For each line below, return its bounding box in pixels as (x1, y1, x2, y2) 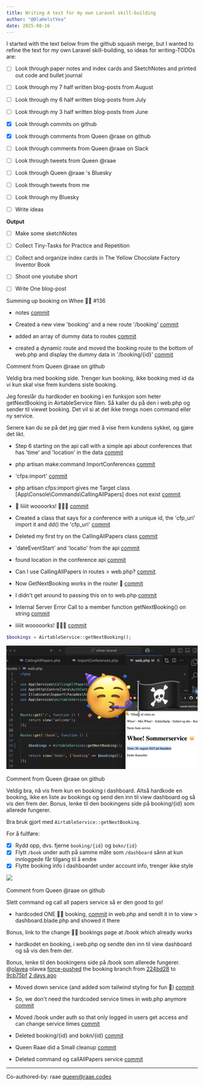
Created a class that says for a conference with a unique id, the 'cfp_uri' (15, 514, 195, 522)
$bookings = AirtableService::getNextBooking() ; (6, 634, 132, 641)
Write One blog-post (15, 285, 67, 293)
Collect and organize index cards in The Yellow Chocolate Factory (15, 254, 180, 261)
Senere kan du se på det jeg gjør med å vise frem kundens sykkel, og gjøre (6, 424, 194, 431)
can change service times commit (15, 1020, 100, 1027)
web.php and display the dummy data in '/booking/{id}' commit (15, 351, 174, 358)
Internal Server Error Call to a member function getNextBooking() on (15, 603, 186, 611)
